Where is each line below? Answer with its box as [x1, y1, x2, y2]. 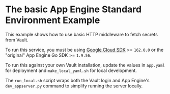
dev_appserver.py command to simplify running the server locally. [5, 83, 143, 89]
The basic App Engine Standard [5, 4, 141, 15]
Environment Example [5, 14, 100, 26]
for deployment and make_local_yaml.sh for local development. [5, 67, 137, 74]
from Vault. [5, 37, 29, 43]
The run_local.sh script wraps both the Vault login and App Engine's [5, 77, 150, 83]
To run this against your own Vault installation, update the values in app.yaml [5, 62, 165, 68]
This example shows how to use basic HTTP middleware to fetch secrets [5, 31, 158, 37]
